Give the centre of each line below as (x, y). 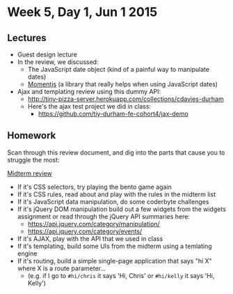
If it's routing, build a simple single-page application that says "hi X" (114, 261)
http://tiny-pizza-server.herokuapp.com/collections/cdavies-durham (126, 99)
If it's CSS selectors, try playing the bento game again (94, 187)
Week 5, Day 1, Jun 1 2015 (82, 12)
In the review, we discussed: (58, 62)
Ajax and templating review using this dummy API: (89, 92)
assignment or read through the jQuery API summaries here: (103, 216)
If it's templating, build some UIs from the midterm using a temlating (114, 246)
